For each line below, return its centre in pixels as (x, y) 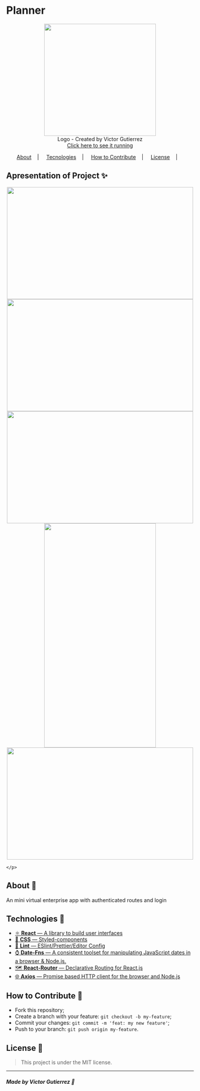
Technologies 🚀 (35, 919)
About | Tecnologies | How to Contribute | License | (97, 157)
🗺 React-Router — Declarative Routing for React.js (79, 968)
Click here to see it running (100, 145)
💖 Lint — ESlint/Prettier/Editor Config (60, 946)
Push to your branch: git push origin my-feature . (76, 1029)
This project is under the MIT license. (66, 1062)
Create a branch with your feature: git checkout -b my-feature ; (93, 1016)
